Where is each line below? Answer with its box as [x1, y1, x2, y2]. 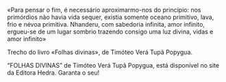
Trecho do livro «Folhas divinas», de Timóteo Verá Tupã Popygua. [7, 48, 193, 56]
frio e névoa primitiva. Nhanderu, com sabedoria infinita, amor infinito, [7, 20, 205, 28]
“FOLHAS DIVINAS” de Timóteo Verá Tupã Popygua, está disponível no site [7, 61, 220, 69]
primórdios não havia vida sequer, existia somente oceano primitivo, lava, [7, 13, 214, 21]
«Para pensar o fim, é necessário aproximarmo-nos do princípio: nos [7, 6, 201, 14]
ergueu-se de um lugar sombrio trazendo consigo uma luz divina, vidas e [7, 27, 214, 36]
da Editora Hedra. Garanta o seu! [7, 68, 100, 77]
